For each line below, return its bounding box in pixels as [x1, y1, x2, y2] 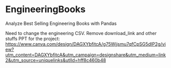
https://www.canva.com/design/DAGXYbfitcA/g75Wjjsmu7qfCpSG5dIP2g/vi [5, 41, 166, 47]
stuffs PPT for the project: [5, 36, 60, 42]
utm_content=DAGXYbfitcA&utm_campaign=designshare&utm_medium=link [5, 52, 166, 58]
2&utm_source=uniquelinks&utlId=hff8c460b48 [5, 57, 106, 63]
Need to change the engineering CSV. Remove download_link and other [5, 30, 157, 36]
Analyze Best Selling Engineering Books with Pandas [5, 20, 117, 26]
